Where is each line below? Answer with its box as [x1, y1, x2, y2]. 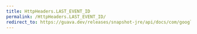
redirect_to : [6, 19, 38, 25]
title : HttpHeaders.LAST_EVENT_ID [6, 8, 91, 14]
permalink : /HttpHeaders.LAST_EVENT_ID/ [6, 14, 107, 20]
